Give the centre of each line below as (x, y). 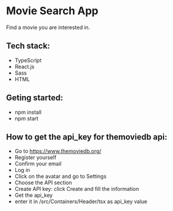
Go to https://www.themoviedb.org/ (58, 151)
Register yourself (35, 158)
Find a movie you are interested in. (48, 27)
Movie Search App (52, 11)
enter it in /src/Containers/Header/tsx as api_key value (81, 202)
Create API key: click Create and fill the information (77, 189)
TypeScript (28, 60)
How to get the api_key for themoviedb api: (87, 137)
